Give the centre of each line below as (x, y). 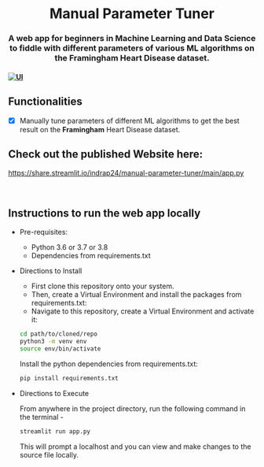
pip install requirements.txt (69, 378)
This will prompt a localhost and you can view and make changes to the (135, 447)
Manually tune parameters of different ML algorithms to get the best (129, 120)
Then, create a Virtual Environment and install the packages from (136, 295)
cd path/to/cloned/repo (59, 334)
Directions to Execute (54, 393)
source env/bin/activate (60, 348)
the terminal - (42, 417)
